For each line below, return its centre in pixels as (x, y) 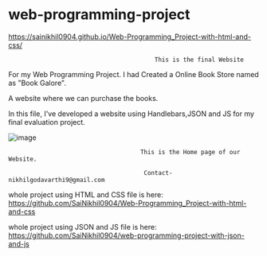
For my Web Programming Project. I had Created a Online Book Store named (133, 74)
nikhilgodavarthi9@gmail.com (57, 180)
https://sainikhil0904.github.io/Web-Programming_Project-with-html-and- (130, 37)
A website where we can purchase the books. (83, 98)
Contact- (158, 173)
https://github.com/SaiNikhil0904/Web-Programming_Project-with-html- (128, 203)
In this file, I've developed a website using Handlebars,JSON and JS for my (132, 114)
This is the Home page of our (190, 152)
